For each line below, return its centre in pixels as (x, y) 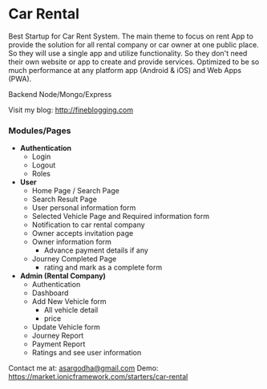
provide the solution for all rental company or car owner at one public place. (133, 44)
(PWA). (20, 79)
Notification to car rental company (89, 225)
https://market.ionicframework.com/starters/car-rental (98, 377)
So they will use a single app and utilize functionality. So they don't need (128, 53)
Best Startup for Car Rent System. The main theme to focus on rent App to (131, 36)
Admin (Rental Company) (63, 276)
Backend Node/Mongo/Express (60, 94)
